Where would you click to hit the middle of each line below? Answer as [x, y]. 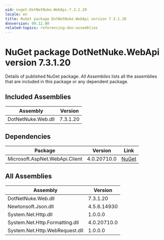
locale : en [16, 14]
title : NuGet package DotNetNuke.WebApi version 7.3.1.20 [66, 19]
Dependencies [28, 136]
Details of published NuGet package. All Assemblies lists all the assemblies [81, 76]
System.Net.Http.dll [30, 214]
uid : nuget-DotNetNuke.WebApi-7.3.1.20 [46, 10]
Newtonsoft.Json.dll [31, 206]
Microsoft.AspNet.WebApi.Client [45, 159]
